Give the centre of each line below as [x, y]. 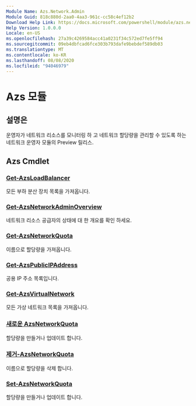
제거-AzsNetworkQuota [40, 355]
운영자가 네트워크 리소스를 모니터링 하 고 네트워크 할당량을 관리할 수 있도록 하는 [96, 135]
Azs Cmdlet [28, 161]
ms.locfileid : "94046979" [37, 66]
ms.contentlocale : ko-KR [36, 55]
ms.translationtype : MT [35, 50]
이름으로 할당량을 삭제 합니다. [40, 368]
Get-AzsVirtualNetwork [40, 294]
